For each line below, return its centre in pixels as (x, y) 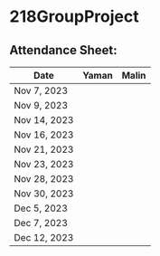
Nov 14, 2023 (44, 120)
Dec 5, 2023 (41, 208)
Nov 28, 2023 (44, 179)
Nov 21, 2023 (44, 149)
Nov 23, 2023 (44, 164)
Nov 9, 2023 (41, 105)
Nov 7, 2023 (41, 90)
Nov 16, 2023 (44, 135)
